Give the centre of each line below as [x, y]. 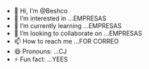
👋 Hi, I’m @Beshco [41, 11]
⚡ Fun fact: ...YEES [41, 59]
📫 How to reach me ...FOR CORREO [66, 41]
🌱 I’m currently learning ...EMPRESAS [67, 26]
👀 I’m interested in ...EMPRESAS [60, 18]
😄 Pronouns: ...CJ [40, 51]
